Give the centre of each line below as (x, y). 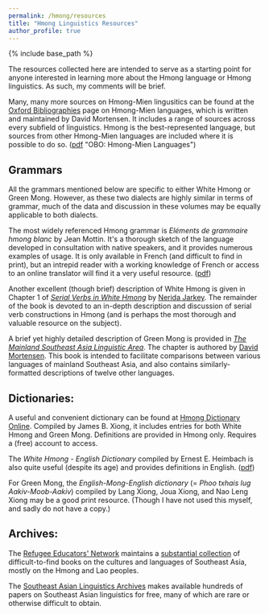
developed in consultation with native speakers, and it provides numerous (131, 248)
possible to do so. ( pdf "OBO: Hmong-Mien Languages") (102, 145)
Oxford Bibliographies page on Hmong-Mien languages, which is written (128, 110)
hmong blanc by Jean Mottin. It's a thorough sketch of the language (121, 239)
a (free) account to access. (53, 443)
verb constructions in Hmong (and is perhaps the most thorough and (122, 315)
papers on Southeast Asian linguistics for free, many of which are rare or (129, 594)
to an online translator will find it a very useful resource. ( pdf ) (110, 274)
